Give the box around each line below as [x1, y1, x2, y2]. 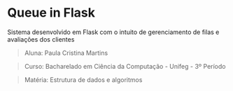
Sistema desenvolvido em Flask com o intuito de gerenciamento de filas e [7, 28, 220, 36]
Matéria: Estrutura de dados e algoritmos [24, 75, 143, 84]
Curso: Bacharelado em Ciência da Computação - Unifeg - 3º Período [24, 62, 226, 70]
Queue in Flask [7, 5, 96, 21]
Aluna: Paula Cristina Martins [24, 49, 108, 57]
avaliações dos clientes [7, 35, 75, 43]
